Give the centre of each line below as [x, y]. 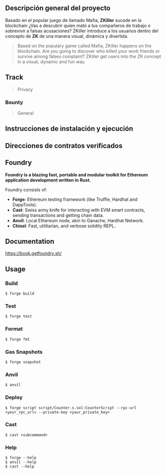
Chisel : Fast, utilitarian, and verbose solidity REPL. [64, 226]
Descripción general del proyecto [58, 8]
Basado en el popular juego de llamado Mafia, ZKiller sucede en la [73, 20]
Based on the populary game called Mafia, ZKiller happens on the [84, 46]
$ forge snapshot [23, 362]
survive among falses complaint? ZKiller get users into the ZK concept [89, 56]
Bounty [14, 102]
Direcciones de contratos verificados [64, 146]
